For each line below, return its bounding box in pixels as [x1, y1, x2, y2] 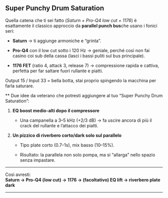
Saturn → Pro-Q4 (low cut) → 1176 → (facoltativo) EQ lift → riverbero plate [5, 176, 161, 182]
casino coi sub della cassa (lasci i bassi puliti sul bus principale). [12, 53, 145, 59]
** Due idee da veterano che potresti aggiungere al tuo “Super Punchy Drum [5, 92, 163, 98]
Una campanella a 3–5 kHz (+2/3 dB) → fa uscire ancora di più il [19, 117, 152, 123]
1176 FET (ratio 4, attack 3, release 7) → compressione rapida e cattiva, [12, 62, 159, 68]
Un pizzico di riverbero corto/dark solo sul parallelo [12, 132, 121, 138]
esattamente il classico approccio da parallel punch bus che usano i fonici [5, 23, 157, 29]
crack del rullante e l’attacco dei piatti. [19, 122, 98, 128]
